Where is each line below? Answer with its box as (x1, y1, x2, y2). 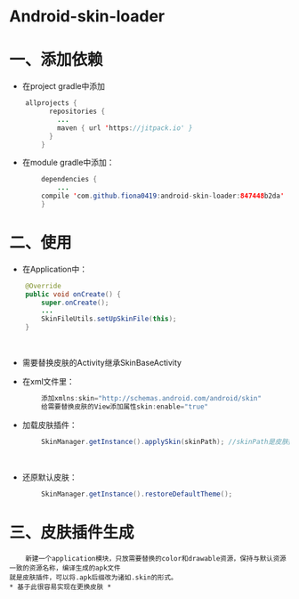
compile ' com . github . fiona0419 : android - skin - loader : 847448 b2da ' (41, 191, 285, 201)
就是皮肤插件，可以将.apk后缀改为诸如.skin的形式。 (9, 572, 178, 582)
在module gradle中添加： (21, 158, 115, 168)
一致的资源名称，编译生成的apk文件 (9, 563, 121, 572)
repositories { (48, 107, 105, 116)
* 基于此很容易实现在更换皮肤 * (9, 582, 112, 591)
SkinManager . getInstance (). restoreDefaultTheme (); (41, 490, 233, 498)
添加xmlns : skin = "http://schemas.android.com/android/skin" (41, 394, 263, 403)
